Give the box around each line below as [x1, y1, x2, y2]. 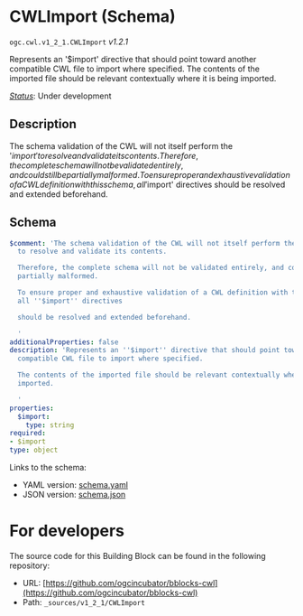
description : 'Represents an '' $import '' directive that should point [9, 346, 280, 355]
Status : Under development [9, 90, 112, 101]
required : [9, 429, 47, 438]
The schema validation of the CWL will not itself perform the [9, 140, 233, 151]
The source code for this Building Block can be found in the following [9, 551, 266, 561]
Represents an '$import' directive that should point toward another [9, 53, 257, 64]
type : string [25, 420, 75, 430]
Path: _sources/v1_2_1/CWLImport [22, 597, 146, 607]
